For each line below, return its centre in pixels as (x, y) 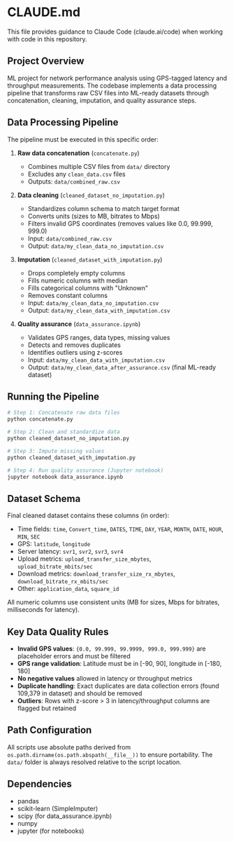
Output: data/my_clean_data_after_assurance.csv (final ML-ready (122, 367)
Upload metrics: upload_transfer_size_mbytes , (84, 559)
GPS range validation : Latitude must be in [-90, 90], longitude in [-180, (119, 664)
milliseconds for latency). (44, 610)
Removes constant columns (68, 295)
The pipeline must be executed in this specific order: (83, 139)
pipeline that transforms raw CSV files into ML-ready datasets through (108, 93)
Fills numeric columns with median (78, 280)
